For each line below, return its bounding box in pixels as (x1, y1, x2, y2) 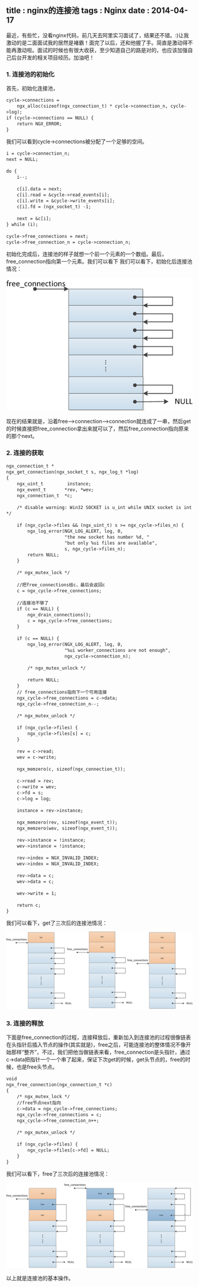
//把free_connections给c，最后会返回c (17, 582, 105, 588)
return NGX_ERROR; (17, 121, 62, 127)
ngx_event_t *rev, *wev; (17, 487, 94, 493)
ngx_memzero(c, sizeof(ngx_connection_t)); (17, 766, 126, 773)
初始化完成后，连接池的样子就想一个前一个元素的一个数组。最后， (6, 250, 167, 258)
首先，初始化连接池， (6, 85, 58, 92)
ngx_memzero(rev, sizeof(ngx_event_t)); (17, 819, 118, 826)
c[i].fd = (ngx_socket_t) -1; (17, 204, 92, 210)
